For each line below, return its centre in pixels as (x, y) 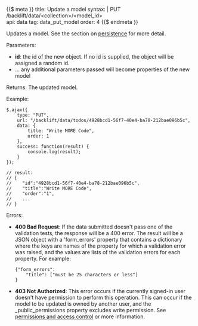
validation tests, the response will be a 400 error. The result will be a (99, 233)
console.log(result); (55, 152)
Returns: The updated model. (42, 87)
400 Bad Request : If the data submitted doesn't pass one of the (94, 227)
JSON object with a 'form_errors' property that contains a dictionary (98, 240)
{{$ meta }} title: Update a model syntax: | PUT (64, 9)
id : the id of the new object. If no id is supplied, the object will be (94, 57)
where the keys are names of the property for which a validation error (100, 246)
